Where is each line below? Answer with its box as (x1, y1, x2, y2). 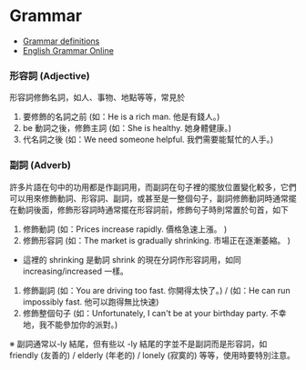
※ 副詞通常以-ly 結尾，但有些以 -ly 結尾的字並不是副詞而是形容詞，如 (9, 338, 268, 349)
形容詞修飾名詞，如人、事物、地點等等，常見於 (9, 92, 185, 103)
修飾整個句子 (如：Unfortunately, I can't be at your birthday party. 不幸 (22, 307, 287, 318)
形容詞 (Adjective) (9, 69, 90, 82)
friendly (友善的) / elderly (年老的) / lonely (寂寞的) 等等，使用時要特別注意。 (9, 349, 296, 360)
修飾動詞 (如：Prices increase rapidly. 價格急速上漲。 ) (22, 224, 228, 235)
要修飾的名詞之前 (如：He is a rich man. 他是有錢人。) (22, 111, 220, 123)
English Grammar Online (22, 45, 114, 55)
